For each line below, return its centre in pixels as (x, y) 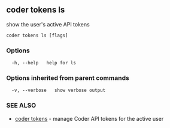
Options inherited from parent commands (68, 78)
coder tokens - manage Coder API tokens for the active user (89, 118)
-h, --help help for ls (44, 63)
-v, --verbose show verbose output (59, 90)
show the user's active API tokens (48, 24)
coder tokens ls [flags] (37, 35)
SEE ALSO (21, 106)
